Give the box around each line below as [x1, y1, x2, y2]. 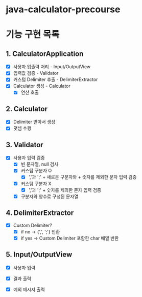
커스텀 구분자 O [20, 168, 52, 174]
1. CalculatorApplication [6, 49, 84, 58]
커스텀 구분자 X [20, 181, 52, 187]
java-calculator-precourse [6, 4, 121, 15]
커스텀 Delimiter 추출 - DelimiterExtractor [13, 76, 98, 83]
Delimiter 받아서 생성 [13, 119, 56, 125]
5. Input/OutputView [6, 250, 73, 259]
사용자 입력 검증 [13, 155, 45, 161]
